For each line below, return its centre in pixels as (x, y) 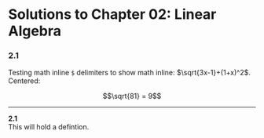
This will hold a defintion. (49, 127)
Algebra (35, 31)
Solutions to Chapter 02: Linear (112, 15)
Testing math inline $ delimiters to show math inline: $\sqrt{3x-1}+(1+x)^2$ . (130, 73)
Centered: (24, 81)
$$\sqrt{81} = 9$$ (132, 96)
